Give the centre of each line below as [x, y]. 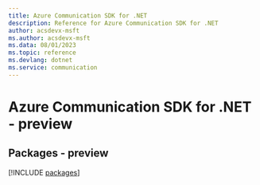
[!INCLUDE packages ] [44, 172]
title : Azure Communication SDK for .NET [78, 16]
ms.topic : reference [43, 53]
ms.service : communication [53, 68]
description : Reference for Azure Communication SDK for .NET [113, 23]
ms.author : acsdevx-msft [49, 38]
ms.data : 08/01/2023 [43, 45]
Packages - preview [58, 154]
